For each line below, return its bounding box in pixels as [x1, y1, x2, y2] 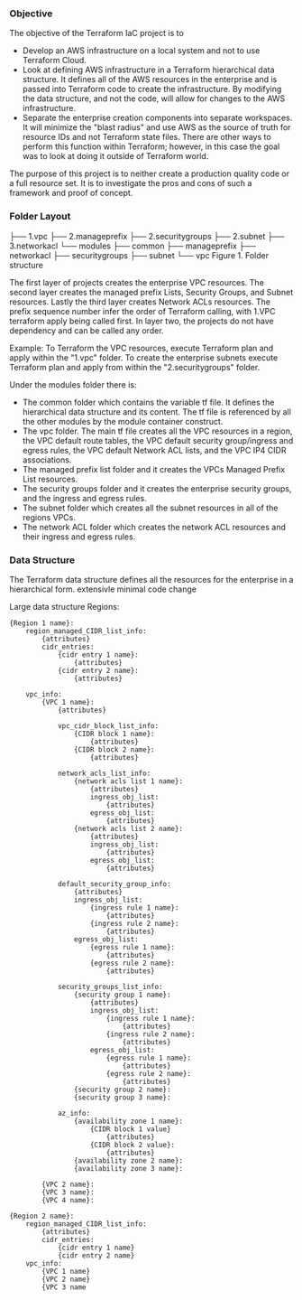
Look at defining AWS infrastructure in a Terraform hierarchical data [22, 64, 275, 75]
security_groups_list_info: [57, 982, 164, 991]
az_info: [57, 1108, 91, 1118]
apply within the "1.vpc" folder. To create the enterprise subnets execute [9, 351, 279, 363]
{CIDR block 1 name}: [73, 729, 155, 738]
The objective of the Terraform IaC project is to [9, 28, 185, 39]
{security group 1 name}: [73, 990, 171, 999]
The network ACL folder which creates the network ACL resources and [22, 521, 287, 532]
